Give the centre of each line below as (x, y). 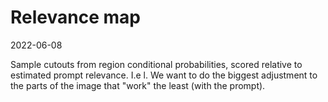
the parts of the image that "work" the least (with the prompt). (138, 85)
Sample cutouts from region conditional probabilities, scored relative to (156, 64)
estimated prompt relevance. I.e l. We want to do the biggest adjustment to (164, 75)
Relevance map (75, 17)
